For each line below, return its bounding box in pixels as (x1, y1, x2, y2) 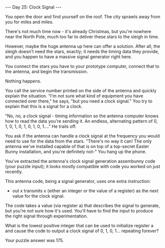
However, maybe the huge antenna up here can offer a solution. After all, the (5, 43, 160, 49)
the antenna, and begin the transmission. (5, 69, 88, 74)
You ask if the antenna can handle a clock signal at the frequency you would (5, 133, 160, 139)
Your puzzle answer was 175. (5, 238, 64, 243)
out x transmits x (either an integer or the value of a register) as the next (12, 188, 159, 194)
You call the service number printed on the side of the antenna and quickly (5, 88, 157, 93)
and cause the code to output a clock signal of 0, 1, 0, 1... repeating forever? (5, 228, 159, 234)
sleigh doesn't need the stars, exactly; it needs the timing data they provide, (5, 49, 159, 54)
